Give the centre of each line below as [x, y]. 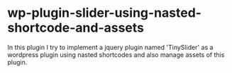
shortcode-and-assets [76, 28]
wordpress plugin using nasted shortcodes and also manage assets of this [116, 55]
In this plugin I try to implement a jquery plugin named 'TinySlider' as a [110, 47]
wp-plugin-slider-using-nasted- [105, 13]
